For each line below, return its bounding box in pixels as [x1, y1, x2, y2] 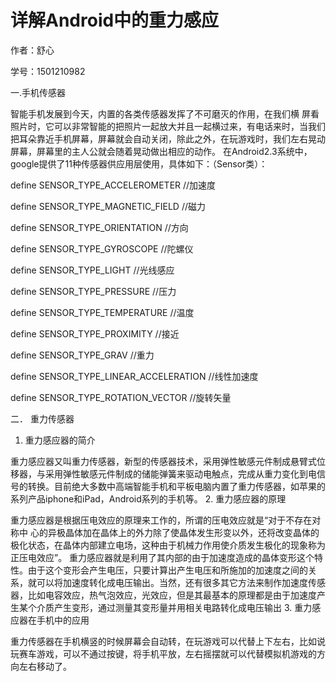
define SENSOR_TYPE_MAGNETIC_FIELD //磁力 [10, 200, 206, 212]
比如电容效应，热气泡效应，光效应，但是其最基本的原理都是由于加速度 [27, 589, 317, 601]
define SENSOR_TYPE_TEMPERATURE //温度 [10, 306, 195, 318]
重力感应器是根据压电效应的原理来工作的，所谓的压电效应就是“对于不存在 [10, 514, 313, 526]
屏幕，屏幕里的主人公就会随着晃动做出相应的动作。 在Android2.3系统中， [10, 145, 313, 157]
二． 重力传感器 [10, 412, 75, 425]
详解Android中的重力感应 [10, 9, 220, 32]
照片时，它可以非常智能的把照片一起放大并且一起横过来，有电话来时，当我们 [10, 120, 326, 132]
